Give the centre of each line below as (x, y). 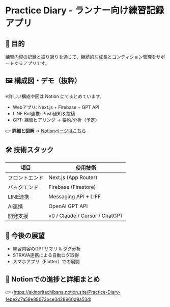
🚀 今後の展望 (25, 236)
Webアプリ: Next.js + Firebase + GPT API (56, 107)
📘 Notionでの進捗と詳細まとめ (53, 279)
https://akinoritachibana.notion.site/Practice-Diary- (67, 292)
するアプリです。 (32, 63)
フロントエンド (26, 177)
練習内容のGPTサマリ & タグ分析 (47, 249)
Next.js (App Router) (73, 177)
